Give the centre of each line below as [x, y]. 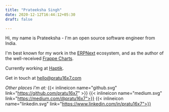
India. [11, 43]
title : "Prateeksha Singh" [34, 10]
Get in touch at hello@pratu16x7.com [43, 78]
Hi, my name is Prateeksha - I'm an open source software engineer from [80, 38]
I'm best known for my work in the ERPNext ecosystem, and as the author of [84, 53]
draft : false [19, 19]
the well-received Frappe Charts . [40, 59]
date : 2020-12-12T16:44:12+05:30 [40, 15]
